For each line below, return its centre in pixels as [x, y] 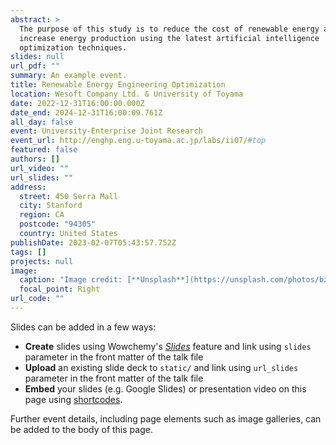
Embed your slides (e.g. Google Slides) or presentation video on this [165, 388]
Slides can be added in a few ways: [83, 327]
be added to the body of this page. [81, 429]
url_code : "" [37, 299]
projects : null [42, 261]
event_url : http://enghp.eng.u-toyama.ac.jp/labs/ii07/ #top [138, 141]
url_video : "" [40, 168]
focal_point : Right [60, 289]
